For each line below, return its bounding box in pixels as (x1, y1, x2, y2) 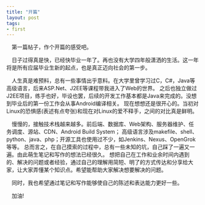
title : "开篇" (6, 9, 41, 15)
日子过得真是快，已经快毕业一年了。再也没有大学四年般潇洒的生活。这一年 (12, 56, 199, 64)
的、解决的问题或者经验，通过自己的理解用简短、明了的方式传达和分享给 (6, 159, 188, 166)
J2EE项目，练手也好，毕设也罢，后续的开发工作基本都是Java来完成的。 (6, 92, 186, 99)
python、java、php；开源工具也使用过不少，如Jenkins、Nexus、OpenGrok (6, 135, 196, 143)
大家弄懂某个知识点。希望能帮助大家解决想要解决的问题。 (22, 166, 167, 174)
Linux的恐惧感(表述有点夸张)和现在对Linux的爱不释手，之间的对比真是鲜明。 (6, 107, 198, 115)
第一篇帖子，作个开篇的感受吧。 (12, 43, 92, 51)
